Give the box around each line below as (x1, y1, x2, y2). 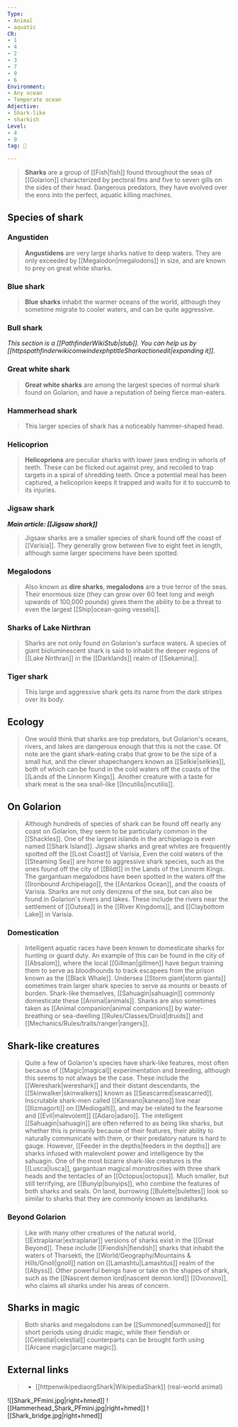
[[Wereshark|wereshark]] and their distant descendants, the (24, 1081, 200, 1090)
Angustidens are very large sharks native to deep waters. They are (24, 248, 222, 257)
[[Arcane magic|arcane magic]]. (24, 1343, 118, 1352)
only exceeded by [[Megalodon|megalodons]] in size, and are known (24, 256, 226, 265)
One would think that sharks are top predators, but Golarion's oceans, (24, 735, 229, 743)
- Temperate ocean (7, 97, 62, 104)
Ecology (7, 716, 45, 728)
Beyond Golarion (7, 1212, 66, 1222)
